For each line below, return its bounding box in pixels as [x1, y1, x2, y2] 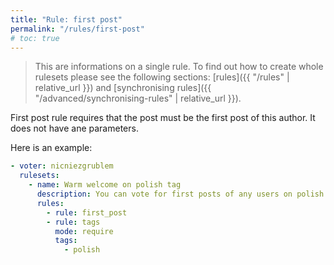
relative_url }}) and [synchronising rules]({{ [34, 82, 212, 94]
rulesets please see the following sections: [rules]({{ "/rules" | [34, 71, 290, 83]
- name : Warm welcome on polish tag [28, 180, 182, 190]
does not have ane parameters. [10, 122, 139, 135]
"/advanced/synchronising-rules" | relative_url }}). [34, 92, 242, 105]
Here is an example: [10, 142, 93, 154]
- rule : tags [46, 217, 101, 227]
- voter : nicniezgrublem [10, 161, 114, 171]
